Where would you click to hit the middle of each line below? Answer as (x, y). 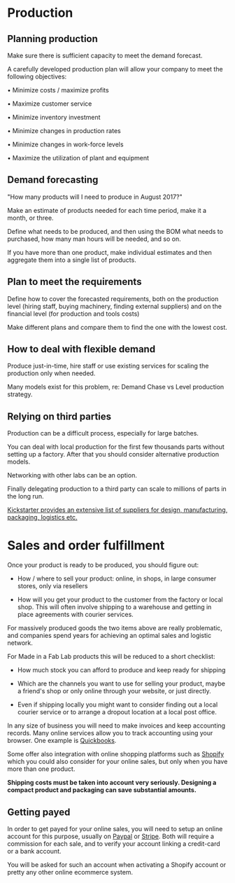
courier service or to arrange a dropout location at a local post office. (117, 712)
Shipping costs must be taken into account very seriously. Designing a (112, 783)
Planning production (52, 39)
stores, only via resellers (52, 586)
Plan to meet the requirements (74, 282)
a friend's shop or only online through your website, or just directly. (114, 691)
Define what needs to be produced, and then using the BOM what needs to (115, 231)
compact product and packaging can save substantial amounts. (102, 790)
